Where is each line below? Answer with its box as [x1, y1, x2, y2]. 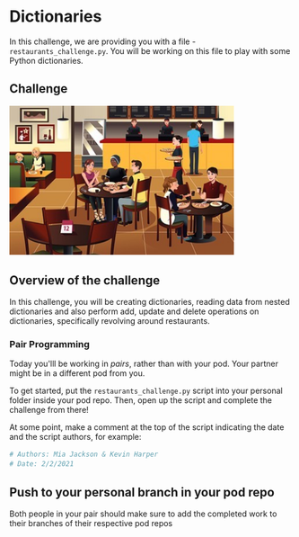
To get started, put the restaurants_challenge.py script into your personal [9, 385, 283, 397]
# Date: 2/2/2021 [9, 460, 75, 469]
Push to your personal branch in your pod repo [9, 484, 276, 500]
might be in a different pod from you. [9, 368, 145, 379]
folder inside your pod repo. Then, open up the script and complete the [9, 395, 272, 406]
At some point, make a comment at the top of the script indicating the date [9, 422, 285, 433]
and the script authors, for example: [9, 432, 142, 443]
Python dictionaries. [9, 55, 84, 66]
